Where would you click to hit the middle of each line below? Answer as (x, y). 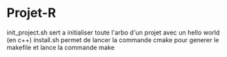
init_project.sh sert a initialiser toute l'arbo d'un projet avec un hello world (113, 32)
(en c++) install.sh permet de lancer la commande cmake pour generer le (113, 39)
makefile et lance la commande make (61, 47)
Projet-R (31, 13)
